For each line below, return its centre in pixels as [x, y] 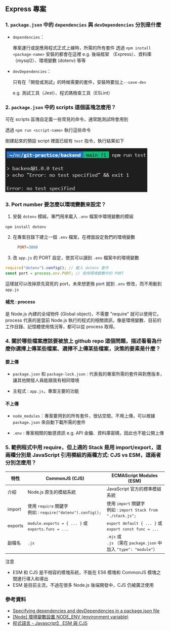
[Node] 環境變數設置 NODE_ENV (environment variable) [71, 617]
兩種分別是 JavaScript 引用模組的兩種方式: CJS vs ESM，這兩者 [83, 455]
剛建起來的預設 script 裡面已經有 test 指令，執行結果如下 [65, 141]
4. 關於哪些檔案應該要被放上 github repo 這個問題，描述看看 [78, 341]
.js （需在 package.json [132, 543]
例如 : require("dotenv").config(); [65, 513]
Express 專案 [26, 9]
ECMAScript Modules [134, 476]
